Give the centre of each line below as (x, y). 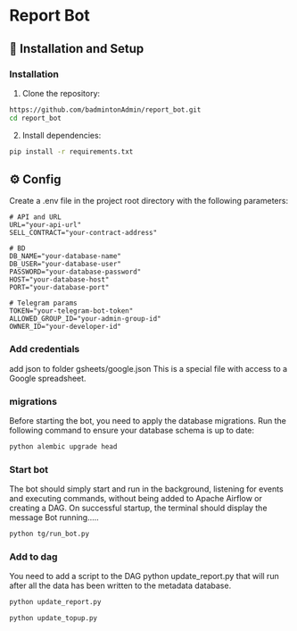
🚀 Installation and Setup (77, 49)
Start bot (29, 469)
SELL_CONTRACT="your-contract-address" (83, 233)
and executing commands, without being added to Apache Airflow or (136, 499)
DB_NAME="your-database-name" (66, 257)
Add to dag (33, 557)
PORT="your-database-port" (59, 288)
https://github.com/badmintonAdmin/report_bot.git (105, 109)
